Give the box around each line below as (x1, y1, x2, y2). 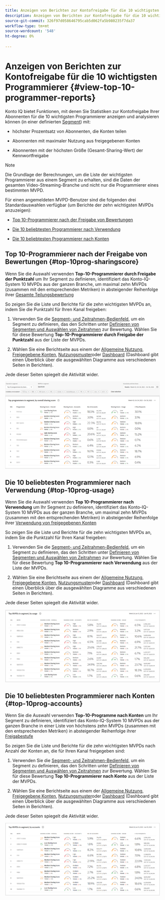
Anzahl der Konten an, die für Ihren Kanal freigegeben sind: (5, 748, 125, 754)
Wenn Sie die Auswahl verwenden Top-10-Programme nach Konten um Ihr (5, 712, 158, 718)
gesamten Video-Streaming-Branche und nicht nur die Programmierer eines (5, 182, 159, 188)
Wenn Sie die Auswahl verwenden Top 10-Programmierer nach (5, 499, 134, 505)
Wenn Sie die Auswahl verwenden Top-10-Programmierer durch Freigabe (5, 271, 156, 277)
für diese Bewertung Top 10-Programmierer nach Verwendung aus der (12, 560, 158, 566)
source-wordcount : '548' (5, 28, 56, 34)
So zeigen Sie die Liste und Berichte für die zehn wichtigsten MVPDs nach (5, 743, 156, 749)
